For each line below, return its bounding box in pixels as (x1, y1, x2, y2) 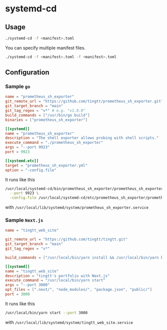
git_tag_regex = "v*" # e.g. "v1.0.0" (5, 108, 85, 113)
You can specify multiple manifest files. (5, 45, 86, 51)
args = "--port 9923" (5, 145, 50, 150)
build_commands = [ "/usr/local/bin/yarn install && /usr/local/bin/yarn (5, 255, 159, 260)
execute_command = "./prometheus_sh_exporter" (5, 140, 103, 145)
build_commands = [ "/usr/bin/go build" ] (5, 113, 90, 118)
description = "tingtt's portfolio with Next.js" (5, 273, 110, 278)
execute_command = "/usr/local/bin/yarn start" (5, 278, 106, 283)
